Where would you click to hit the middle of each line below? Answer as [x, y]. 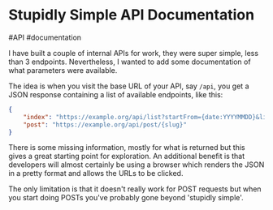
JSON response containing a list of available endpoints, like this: [116, 94]
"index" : [38, 117]
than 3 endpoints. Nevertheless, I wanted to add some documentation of [130, 62]
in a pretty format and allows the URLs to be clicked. [96, 174]
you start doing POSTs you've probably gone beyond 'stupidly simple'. [126, 198]
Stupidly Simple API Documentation [131, 15]
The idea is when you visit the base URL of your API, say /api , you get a [129, 86]
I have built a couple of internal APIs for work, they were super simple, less [133, 53]
